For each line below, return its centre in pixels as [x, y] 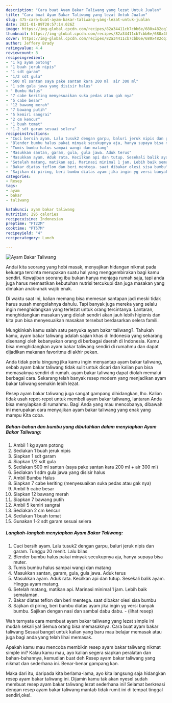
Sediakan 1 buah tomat [37, 516]
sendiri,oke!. [19, 695]
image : [13, 29]
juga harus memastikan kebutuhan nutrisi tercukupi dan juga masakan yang [85, 283]
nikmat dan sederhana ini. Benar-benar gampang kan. [63, 663]
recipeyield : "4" [24, 233]
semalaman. [26, 595]
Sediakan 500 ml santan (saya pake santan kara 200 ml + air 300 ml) [86, 467]
